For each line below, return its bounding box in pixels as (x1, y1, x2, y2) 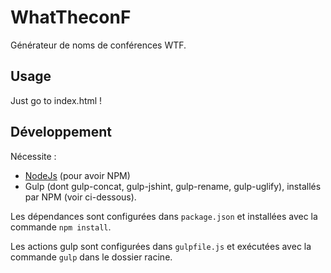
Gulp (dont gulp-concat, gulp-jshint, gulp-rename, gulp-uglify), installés (24, 180, 322, 192)
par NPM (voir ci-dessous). (24, 191, 137, 203)
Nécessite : (10, 150, 57, 162)
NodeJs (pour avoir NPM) (24, 169, 131, 181)
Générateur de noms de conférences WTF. (10, 39, 187, 51)
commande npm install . (10, 221, 112, 233)
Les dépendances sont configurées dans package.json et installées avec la (10, 210, 318, 222)
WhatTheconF (10, 6, 132, 29)
